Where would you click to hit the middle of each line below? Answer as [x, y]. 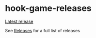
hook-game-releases [48, 8]
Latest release [19, 21]
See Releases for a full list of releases [42, 30]
